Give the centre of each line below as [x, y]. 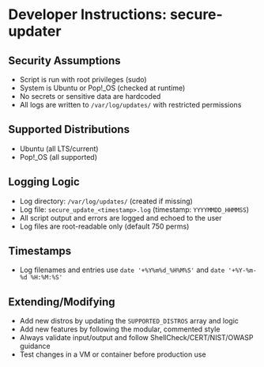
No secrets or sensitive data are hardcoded [90, 96]
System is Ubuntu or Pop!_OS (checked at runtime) [102, 88]
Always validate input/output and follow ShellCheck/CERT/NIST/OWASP [136, 338]
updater [35, 31]
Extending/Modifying [62, 302]
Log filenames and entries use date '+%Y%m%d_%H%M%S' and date [122, 270]
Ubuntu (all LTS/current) [59, 149]
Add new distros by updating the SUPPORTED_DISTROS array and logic [129, 321]
